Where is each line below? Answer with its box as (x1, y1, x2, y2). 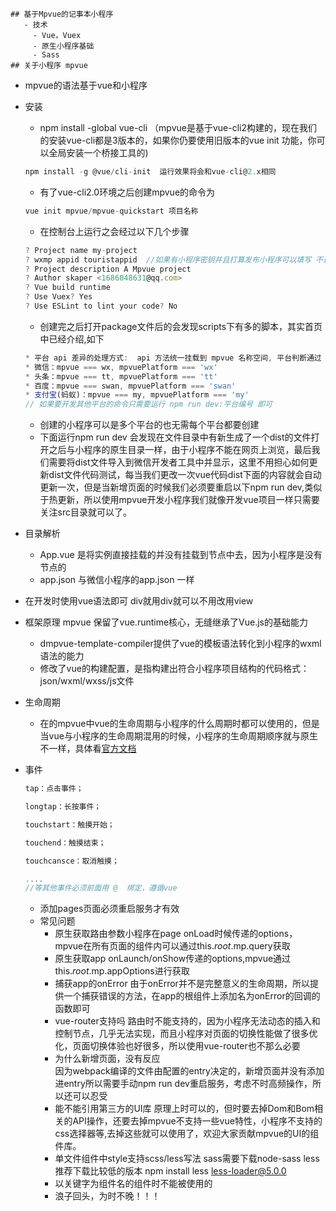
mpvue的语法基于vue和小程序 (24, 79, 148, 91)
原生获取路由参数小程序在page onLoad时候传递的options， (54, 928, 298, 940)
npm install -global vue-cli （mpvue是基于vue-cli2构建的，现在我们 (39, 122, 318, 133)
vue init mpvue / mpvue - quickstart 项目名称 (24, 206, 199, 216)
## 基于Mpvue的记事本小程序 (10, 9, 114, 19)
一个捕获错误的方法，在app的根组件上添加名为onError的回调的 (63, 990, 321, 1002)
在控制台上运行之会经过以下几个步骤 (39, 225, 190, 237)
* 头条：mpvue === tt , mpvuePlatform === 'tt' (24, 371, 218, 382)
